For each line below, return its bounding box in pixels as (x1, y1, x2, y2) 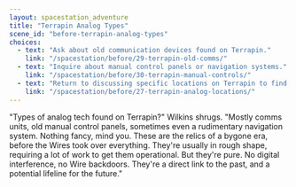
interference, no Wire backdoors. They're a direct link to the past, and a (9, 159, 270, 169)
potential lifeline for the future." (9, 168, 123, 178)
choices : (9, 37, 42, 47)
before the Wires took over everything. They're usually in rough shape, (9, 139, 268, 151)
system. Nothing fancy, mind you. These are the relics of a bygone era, (9, 130, 269, 141)
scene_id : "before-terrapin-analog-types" (9, 29, 168, 38)
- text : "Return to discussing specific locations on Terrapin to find (17, 79, 288, 88)
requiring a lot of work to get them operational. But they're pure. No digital (9, 149, 280, 160)
